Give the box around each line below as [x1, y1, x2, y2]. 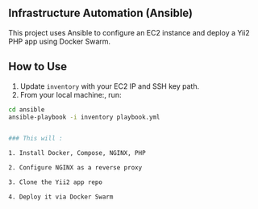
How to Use [8, 60, 68, 73]
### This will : [8, 135, 63, 143]
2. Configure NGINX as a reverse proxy [8, 164, 143, 172]
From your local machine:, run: [19, 90, 122, 99]
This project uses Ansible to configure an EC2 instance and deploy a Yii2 [8, 27, 250, 37]
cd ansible [8, 105, 45, 114]
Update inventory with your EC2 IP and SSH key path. [19, 81, 200, 91]
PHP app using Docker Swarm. [8, 36, 111, 46]
